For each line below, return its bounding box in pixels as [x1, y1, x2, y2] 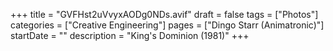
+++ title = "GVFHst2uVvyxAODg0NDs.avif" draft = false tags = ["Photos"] [10, 9, 319, 20]
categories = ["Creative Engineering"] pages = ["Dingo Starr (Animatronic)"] [10, 19, 325, 31]
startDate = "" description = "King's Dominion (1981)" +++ [10, 30, 250, 41]
